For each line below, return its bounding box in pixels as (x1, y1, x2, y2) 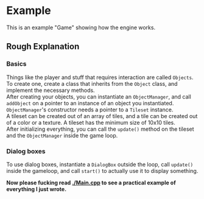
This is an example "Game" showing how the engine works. (6, 24, 156, 31)
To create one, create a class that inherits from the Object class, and (6, 80, 178, 87)
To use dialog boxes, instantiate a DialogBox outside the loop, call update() (6, 161, 194, 168)
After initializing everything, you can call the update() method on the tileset (6, 125, 194, 133)
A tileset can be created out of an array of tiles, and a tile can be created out (6, 112, 198, 119)
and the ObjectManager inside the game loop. (6, 131, 118, 139)
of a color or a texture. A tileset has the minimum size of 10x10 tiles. (6, 119, 175, 126)
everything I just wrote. (6, 185, 67, 192)
